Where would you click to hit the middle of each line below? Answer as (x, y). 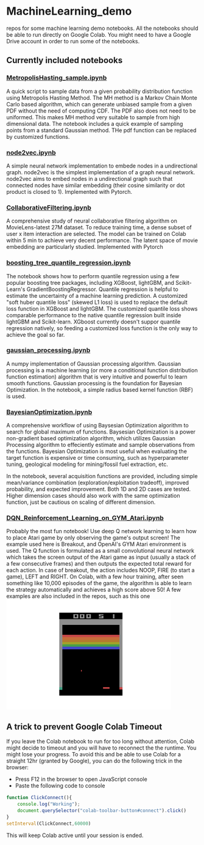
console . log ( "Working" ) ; (49, 804)
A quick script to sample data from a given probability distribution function (100, 91)
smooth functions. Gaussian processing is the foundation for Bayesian (94, 383)
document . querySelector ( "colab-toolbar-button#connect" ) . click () (102, 810)
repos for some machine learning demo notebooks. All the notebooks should (102, 28)
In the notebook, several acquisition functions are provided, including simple (102, 476)
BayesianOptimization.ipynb (49, 412)
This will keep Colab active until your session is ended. (75, 835)
